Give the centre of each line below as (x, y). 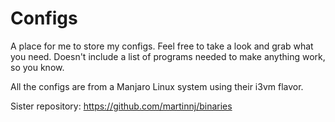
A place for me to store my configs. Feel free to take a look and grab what (162, 46)
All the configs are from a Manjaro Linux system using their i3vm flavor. (157, 86)
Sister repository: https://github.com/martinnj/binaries (121, 106)
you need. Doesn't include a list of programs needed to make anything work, (168, 56)
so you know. (37, 67)
